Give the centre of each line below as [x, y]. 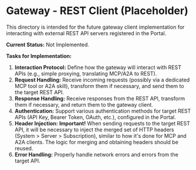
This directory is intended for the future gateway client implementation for [95, 27]
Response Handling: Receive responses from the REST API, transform [100, 98]
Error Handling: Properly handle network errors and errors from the [97, 154]
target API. [28, 161]
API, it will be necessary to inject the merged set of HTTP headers [94, 130]
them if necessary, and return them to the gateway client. [84, 104]
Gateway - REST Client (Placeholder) [97, 11]
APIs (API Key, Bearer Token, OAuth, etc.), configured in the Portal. [95, 117]
